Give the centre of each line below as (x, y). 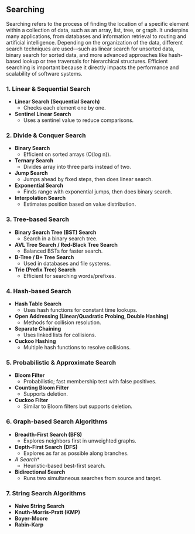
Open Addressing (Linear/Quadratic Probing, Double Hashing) (91, 316)
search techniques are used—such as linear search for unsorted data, (90, 49)
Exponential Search (39, 186)
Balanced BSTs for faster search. (63, 251)
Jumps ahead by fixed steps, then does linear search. (88, 179)
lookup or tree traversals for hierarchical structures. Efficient (95, 61)
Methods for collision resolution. (62, 322)
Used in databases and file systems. (67, 263)
